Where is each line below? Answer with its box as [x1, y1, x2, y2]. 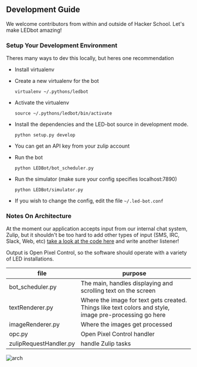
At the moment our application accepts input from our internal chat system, [6, 225, 188, 232]
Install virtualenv [14, 66, 55, 73]
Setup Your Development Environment [6, 41, 118, 49]
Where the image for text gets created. [80, 296, 188, 305]
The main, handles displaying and [80, 279, 173, 288]
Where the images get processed [80, 321, 172, 329]
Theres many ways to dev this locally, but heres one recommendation [6, 55, 174, 62]
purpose [122, 269, 147, 278]
